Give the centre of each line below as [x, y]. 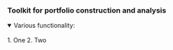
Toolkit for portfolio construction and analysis [87, 10]
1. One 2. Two [27, 40]
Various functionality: [44, 26]
